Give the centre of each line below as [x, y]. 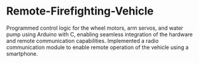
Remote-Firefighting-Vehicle [80, 11]
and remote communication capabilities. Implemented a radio [83, 41]
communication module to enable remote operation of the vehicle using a [97, 47]
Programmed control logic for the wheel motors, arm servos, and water [95, 28]
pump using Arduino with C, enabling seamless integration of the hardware [99, 34]
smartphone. [22, 53]
